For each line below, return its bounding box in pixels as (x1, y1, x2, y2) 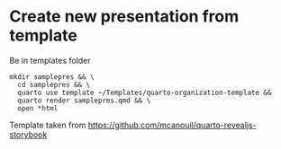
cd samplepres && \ (17, 80, 91, 89)
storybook (9, 128, 48, 140)
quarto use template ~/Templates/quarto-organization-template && (17, 88, 272, 97)
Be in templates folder (9, 55, 92, 66)
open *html (17, 103, 59, 113)
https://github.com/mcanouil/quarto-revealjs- (87, 119, 257, 130)
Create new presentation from (9, 6, 240, 27)
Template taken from (9, 119, 86, 130)
